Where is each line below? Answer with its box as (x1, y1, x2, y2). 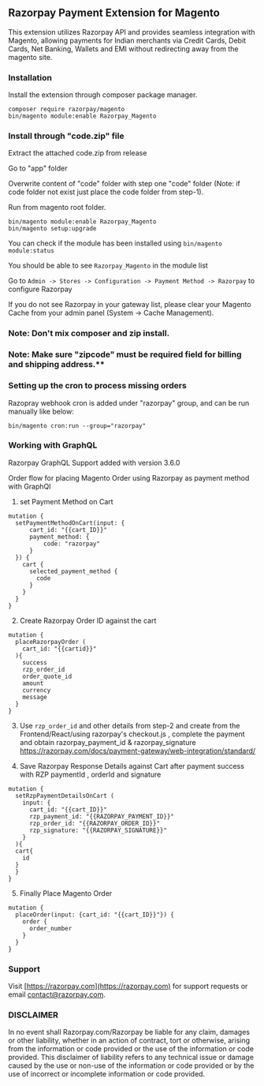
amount (22, 679, 44, 687)
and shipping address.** (8, 359, 105, 370)
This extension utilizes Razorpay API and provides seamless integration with (8, 27, 255, 36)
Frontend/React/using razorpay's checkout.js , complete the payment (19, 729, 246, 739)
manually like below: (8, 406, 75, 416)
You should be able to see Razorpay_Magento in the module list (8, 260, 209, 271)
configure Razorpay (8, 284, 73, 294)
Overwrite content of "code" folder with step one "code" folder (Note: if (8, 179, 240, 189)
